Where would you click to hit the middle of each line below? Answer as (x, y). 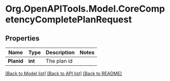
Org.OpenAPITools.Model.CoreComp (85, 9)
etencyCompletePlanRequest (69, 19)
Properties (22, 38)
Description (60, 52)
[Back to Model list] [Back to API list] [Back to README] (64, 73)
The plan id (59, 61)
